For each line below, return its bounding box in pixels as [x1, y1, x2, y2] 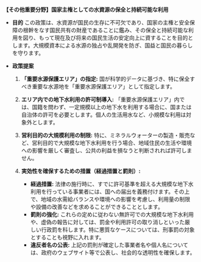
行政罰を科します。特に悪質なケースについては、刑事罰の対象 [41, 226, 195, 233]
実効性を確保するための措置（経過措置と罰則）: [21, 168, 141, 174]
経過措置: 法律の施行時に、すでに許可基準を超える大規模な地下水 [30, 180, 194, 188]
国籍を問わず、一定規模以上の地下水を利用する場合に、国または [32, 104, 192, 110]
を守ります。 [12, 49, 44, 57]
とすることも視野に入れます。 [30, 234, 105, 241]
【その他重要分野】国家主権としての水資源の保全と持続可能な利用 [3, 6, 169, 13]
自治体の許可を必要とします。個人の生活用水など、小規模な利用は [21, 111, 186, 118]
